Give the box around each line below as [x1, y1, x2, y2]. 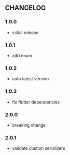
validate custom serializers [12, 145, 66, 151]
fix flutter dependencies [12, 99, 60, 105]
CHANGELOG [5, 4, 46, 12]
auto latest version [12, 76, 49, 82]
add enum [12, 52, 32, 58]
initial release [12, 29, 39, 35]
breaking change [12, 122, 46, 128]
